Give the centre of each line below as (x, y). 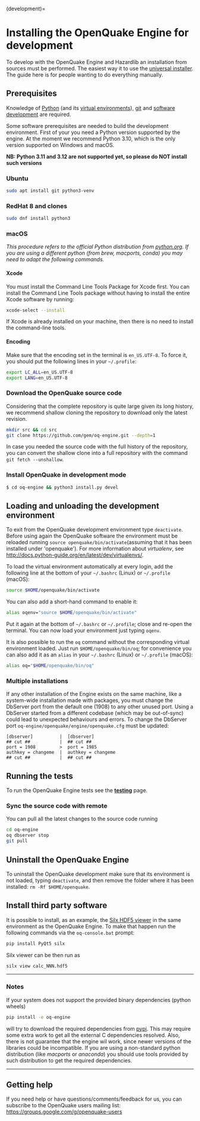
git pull (17, 841)
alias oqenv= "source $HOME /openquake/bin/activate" (71, 613)
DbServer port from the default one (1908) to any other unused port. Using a (100, 707)
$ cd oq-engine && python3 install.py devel (62, 487)
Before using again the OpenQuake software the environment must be (92, 536)
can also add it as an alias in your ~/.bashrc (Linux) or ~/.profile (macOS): (100, 655)
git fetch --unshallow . (35, 459)
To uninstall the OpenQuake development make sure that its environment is (98, 874)
